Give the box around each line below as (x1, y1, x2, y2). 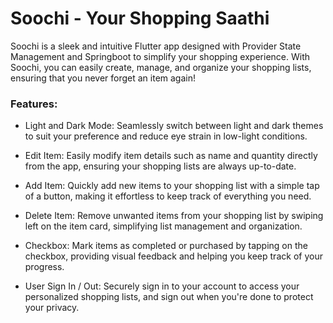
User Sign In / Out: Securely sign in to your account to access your (24, 280, 300, 292)
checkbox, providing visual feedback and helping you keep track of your (24, 250, 323, 262)
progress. (24, 261, 65, 273)
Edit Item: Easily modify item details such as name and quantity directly (24, 150, 318, 162)
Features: (10, 97, 58, 111)
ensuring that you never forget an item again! (10, 72, 196, 84)
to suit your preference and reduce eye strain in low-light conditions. (24, 130, 308, 142)
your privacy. (24, 302, 80, 314)
